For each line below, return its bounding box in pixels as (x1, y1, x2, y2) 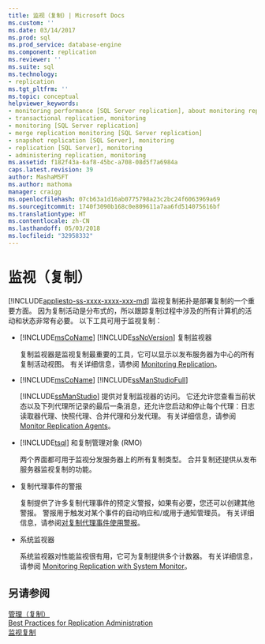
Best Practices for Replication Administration (8, 618, 154, 627)
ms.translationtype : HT (8, 210, 87, 218)
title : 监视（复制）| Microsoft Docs (8, 11, 125, 20)
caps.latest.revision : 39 (8, 166, 93, 174)
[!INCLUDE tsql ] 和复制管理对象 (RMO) (19, 438, 143, 447)
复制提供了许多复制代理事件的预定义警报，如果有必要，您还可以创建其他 (19, 498, 255, 507)
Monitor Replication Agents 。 (19, 420, 115, 431)
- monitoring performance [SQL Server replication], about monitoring (8, 107, 245, 115)
